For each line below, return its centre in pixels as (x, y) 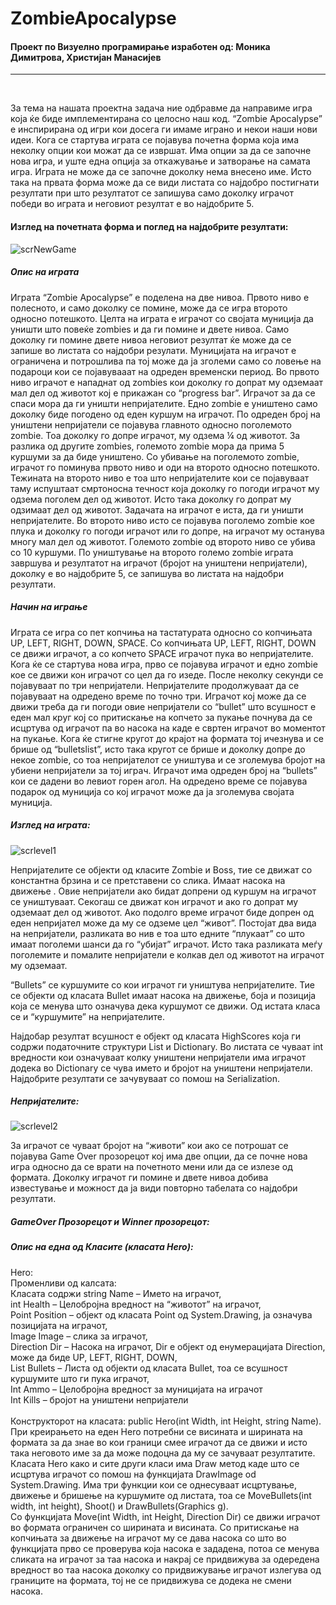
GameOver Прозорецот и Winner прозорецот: (110, 1222)
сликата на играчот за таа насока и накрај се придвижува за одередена (165, 1559)
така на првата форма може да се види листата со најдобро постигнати (165, 183)
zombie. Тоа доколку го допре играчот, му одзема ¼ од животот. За (155, 435)
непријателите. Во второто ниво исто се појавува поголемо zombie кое (163, 520)
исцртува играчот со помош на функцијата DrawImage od (133, 1474)
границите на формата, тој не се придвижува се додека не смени (151, 1580)
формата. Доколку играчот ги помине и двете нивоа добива (139, 1178)
